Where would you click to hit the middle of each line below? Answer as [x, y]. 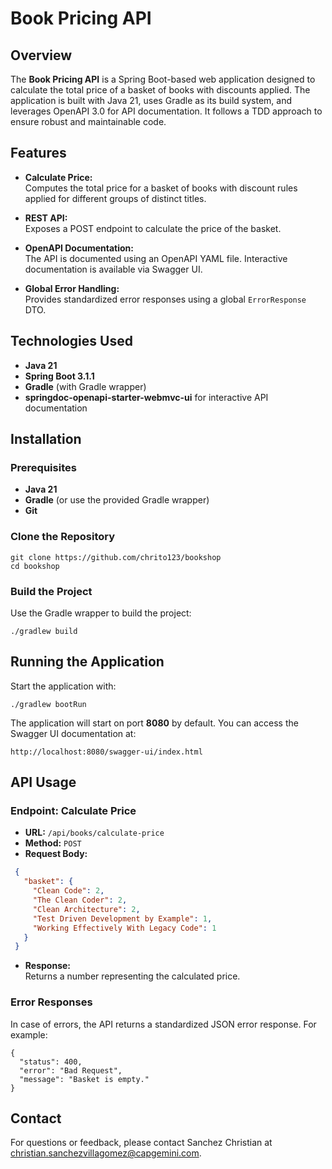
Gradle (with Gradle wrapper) [85, 386]
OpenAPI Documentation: [79, 248]
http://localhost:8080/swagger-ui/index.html [106, 752]
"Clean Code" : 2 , [68, 891]
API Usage [43, 782]
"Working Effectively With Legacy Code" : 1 [124, 928]
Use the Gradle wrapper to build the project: [101, 613]
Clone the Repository [63, 537]
